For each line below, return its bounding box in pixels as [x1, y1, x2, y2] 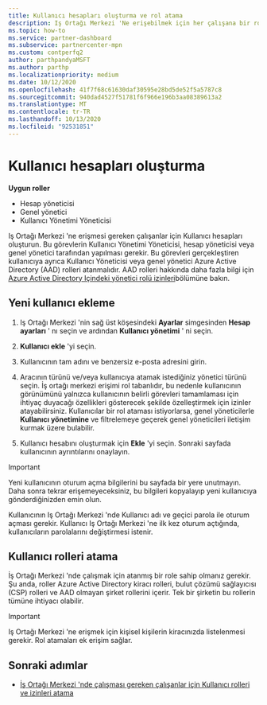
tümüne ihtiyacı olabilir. [8, 596, 84, 606]
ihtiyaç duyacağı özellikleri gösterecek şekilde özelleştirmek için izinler [19, 397, 252, 407]
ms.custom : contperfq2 [8, 49, 83, 56]
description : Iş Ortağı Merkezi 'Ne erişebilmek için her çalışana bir [8, 19, 250, 27]
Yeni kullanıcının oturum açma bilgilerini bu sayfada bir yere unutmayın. [8, 477, 241, 487]
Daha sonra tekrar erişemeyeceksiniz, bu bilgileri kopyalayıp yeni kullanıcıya [8, 486, 257, 496]
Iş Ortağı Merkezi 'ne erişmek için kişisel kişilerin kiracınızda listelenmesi [8, 627, 246, 637]
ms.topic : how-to [8, 26, 66, 34]
